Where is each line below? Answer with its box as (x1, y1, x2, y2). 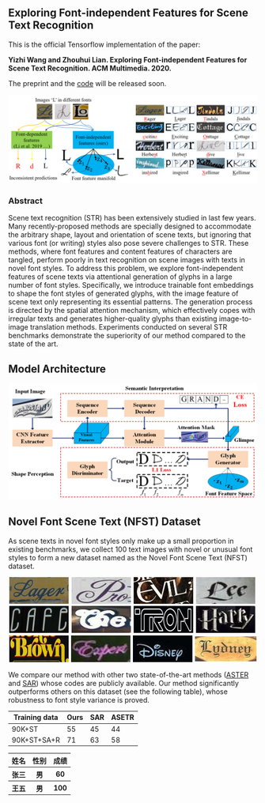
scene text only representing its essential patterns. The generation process (8, 297, 253, 307)
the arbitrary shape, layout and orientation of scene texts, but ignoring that (8, 230, 252, 239)
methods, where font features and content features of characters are (8, 247, 233, 256)
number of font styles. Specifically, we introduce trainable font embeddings (8, 281, 255, 290)
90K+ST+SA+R (11, 735, 61, 745)
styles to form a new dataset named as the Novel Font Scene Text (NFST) (8, 552, 248, 562)
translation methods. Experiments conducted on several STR (30, 322, 228, 332)
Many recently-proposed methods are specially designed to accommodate (8, 221, 252, 232)
